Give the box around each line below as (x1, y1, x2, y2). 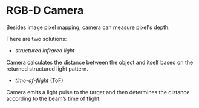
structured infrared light (15, 46, 75, 54)
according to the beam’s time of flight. (6, 95, 101, 102)
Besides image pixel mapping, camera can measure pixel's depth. (6, 24, 171, 31)
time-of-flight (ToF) (15, 77, 64, 84)
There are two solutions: (6, 35, 67, 42)
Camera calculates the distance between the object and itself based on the (6, 59, 194, 66)
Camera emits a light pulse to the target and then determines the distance (6, 88, 190, 95)
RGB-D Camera (6, 4, 84, 17)
